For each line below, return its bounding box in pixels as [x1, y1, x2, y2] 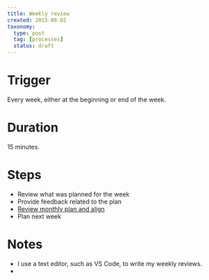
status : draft [13, 42, 54, 49]
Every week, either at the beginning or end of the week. [7, 95, 167, 104]
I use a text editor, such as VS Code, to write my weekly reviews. [17, 259, 203, 267]
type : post [13, 29, 45, 37]
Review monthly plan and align [17, 204, 106, 213]
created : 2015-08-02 [7, 17, 67, 24]
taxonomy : [7, 23, 36, 30]
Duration [7, 120, 59, 135]
